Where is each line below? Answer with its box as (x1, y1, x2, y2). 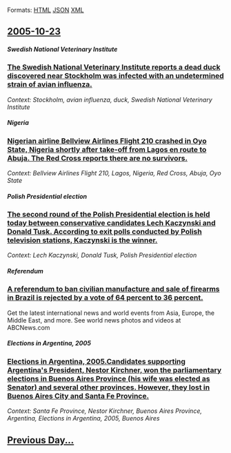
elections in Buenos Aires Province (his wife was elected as (7, 374, 210, 383)
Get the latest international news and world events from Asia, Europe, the (7, 309, 215, 317)
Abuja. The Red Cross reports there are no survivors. (7, 153, 188, 163)
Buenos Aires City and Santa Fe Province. (7, 391, 150, 401)
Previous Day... (7, 434, 74, 446)
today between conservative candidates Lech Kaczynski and (7, 218, 216, 228)
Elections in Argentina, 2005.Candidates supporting (7, 356, 186, 366)
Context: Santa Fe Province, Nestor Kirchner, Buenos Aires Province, (7, 407, 202, 415)
